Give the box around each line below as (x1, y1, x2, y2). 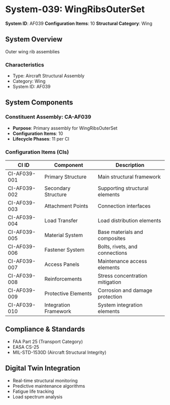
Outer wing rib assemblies (5, 48, 60, 54)
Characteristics (5, 61, 45, 68)
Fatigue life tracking (12, 388, 54, 394)
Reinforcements (44, 276, 82, 283)
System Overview (5, 35, 63, 44)
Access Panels (44, 261, 80, 268)
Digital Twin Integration (5, 364, 80, 373)
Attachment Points (44, 203, 89, 210)
